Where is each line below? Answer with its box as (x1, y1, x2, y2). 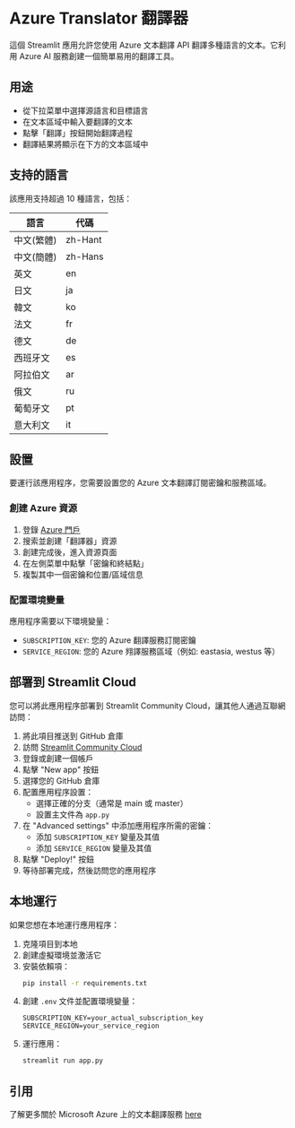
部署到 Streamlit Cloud (9, 674, 136, 690)
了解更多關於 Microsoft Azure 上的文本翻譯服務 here (9, 1109, 202, 1120)
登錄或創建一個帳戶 (22, 752, 94, 763)
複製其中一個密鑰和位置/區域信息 (22, 568, 143, 579)
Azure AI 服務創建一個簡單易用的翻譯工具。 (19, 50, 179, 61)
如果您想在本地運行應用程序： (9, 919, 119, 930)
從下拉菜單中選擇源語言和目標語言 (22, 105, 149, 116)
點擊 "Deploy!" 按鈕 (22, 854, 94, 864)
